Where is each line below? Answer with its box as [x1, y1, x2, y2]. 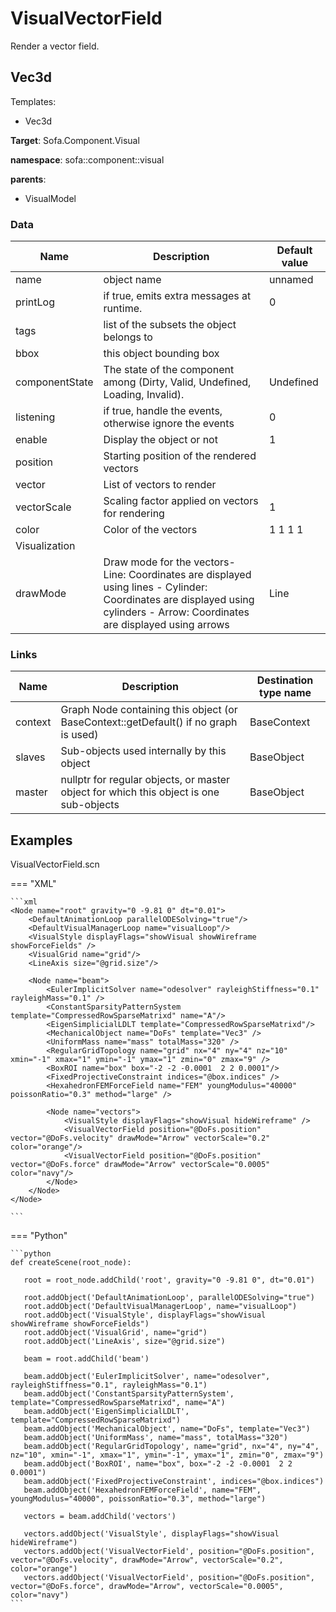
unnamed [268, 273, 314, 287]
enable [15, 433, 48, 447]
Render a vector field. [10, 40, 100, 52]
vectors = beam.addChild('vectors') [23, 1512, 177, 1522]
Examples [10, 832, 73, 849]
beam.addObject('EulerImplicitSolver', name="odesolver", [23, 1372, 271, 1382]
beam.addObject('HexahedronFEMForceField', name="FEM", [23, 1485, 262, 1496]
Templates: [10, 95, 57, 107]
